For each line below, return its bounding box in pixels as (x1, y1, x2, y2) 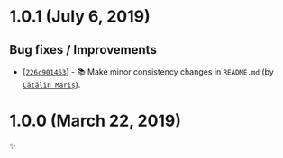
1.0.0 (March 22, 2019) (9, 110, 182, 131)
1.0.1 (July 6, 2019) (9, 6, 151, 27)
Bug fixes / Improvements (9, 42, 158, 57)
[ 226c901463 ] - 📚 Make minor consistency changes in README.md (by (22, 66, 275, 77)
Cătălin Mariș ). (22, 79, 81, 90)
